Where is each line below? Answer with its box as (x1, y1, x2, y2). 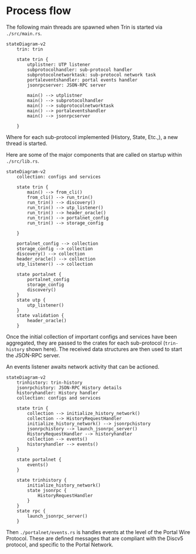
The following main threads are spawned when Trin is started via (6, 23, 163, 31)
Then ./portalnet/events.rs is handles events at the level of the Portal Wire (6, 528, 191, 535)
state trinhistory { (16, 477, 67, 483)
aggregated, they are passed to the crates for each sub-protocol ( (6, 339, 165, 346)
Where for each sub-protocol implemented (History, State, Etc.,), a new (6, 133, 178, 140)
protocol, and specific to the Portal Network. (6, 541, 113, 548)
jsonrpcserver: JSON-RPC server (27, 82, 107, 88)
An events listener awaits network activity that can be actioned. (6, 363, 160, 370)
